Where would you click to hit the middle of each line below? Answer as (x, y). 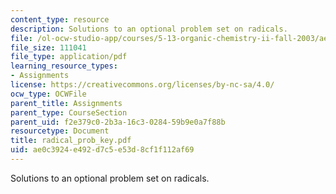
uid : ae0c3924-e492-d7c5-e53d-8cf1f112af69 (102, 150)
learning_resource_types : (64, 66)
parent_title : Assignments (66, 103)
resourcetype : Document (60, 131)
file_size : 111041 (48, 47)
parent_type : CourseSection (69, 112)
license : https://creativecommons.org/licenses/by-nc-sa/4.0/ (142, 85)
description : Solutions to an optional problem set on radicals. (149, 29)
